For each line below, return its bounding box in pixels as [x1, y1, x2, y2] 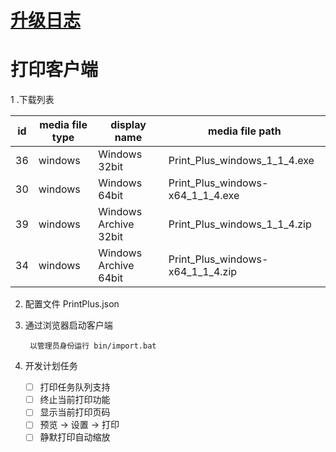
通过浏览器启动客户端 [24, 319, 113, 331]
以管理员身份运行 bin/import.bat [29, 341, 157, 351]
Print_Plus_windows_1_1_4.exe [168, 154, 315, 168]
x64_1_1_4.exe [168, 189, 240, 203]
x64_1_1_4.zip [168, 265, 238, 279]
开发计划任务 [24, 360, 78, 372]
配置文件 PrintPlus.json [24, 298, 120, 310]
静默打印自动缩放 [39, 431, 111, 443]
